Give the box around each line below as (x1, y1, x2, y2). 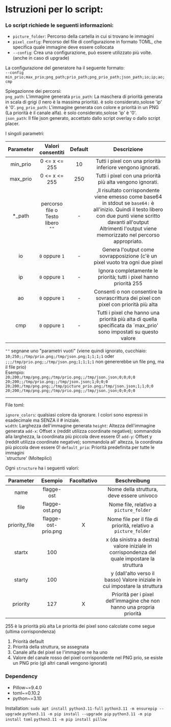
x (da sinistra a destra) (106, 536, 160, 543)
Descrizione (113, 146, 144, 153)
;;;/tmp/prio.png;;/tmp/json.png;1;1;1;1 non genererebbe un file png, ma (5, 358, 164, 365)
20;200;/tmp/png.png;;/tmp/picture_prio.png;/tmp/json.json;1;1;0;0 (5, 384, 154, 389)
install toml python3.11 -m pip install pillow (5, 717, 107, 722)
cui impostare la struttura (102, 583, 163, 590)
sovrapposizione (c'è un (99, 252, 157, 259)
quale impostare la (110, 555, 155, 562)
